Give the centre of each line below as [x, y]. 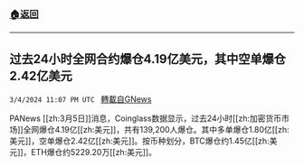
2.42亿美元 [41, 75]
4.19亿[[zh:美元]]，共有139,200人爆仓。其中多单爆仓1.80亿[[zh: [172, 130]
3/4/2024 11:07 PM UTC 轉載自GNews [81, 99]
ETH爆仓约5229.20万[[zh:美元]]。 [94, 152]
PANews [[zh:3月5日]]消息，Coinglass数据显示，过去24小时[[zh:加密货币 [146, 118]
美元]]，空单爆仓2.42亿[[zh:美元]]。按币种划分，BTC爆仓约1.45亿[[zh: [139, 141]
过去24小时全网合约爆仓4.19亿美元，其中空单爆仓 [148, 59]
